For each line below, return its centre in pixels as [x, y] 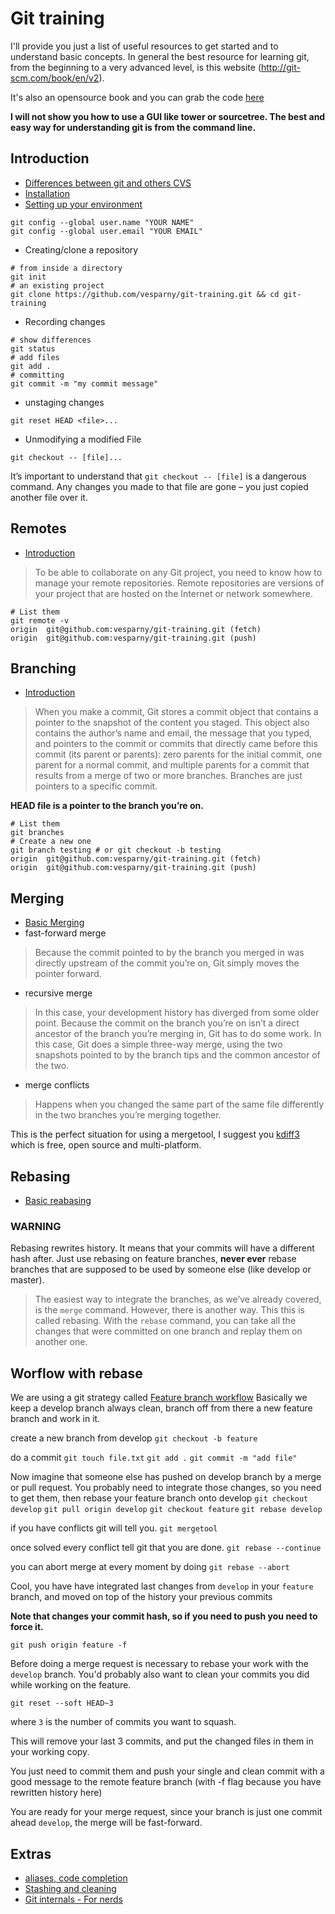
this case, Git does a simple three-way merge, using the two [158, 1044]
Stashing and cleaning [70, 1888]
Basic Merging [54, 923]
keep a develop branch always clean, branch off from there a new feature [161, 1408]
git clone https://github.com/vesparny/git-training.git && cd [145, 294]
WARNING [36, 1226]
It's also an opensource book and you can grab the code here [137, 97]
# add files [35, 357]
